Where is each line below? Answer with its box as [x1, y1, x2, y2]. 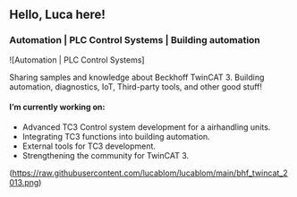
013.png [9, 176, 39, 187]
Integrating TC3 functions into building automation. [21, 131, 210, 141]
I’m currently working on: [9, 102, 106, 113]
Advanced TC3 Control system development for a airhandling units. [21, 121, 271, 133]
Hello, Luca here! [9, 7, 106, 22]
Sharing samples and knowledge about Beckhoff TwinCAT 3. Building [9, 72, 265, 82]
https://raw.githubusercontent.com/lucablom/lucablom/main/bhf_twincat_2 [12, 167, 288, 178]
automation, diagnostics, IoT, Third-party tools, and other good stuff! [9, 81, 262, 92]
